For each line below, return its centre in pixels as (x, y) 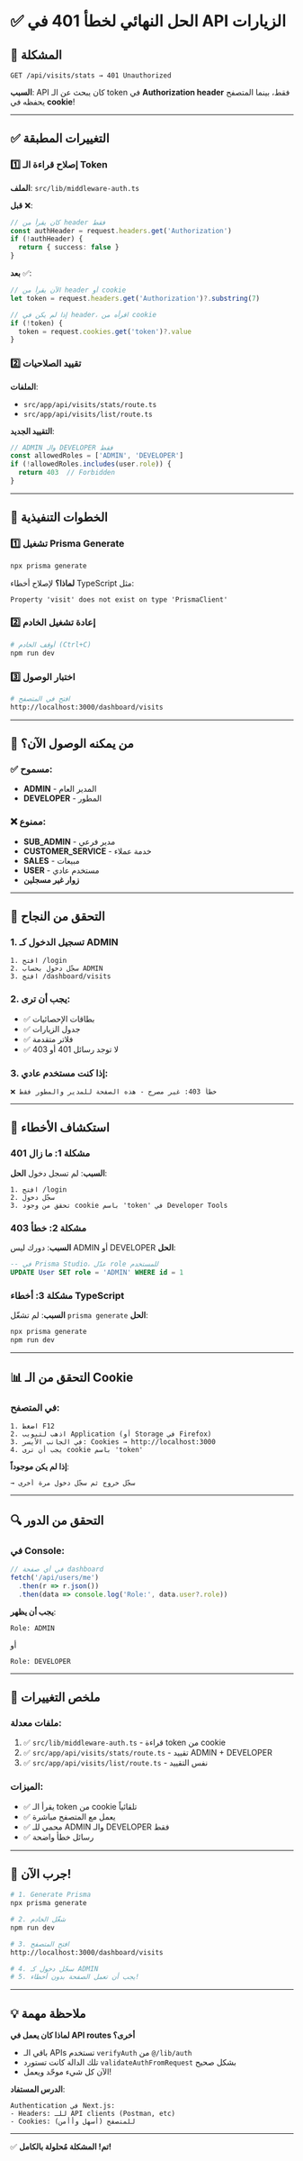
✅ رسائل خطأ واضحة (58, 1837)
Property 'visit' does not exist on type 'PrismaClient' (119, 599)
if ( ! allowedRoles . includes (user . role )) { (91, 464)
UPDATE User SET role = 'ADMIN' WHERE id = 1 (97, 1272)
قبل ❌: (22, 205)
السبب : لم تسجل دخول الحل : (59, 1173)
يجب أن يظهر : (33, 1612)
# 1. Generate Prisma (51, 1895)
